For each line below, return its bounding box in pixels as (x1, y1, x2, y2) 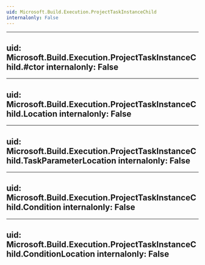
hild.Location (6, 108, 58, 119)
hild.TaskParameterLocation (6, 155, 117, 166)
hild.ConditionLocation (6, 249, 96, 260)
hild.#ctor (6, 62, 45, 72)
